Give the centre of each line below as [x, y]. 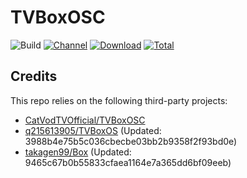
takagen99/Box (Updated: [78, 152]
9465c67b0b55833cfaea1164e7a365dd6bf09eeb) [128, 162]
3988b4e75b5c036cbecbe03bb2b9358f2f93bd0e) [131, 141]
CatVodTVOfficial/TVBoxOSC [85, 120]
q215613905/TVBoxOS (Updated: [93, 130]
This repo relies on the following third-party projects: [119, 100]
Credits [34, 76]
